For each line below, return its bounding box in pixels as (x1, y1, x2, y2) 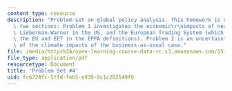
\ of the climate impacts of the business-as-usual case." (13, 42, 187, 49)
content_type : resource (7, 10, 76, 17)
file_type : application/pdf (7, 55, 88, 62)
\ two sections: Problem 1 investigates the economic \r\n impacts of (13, 23, 215, 29)
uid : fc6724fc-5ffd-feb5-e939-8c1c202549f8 (7, 73, 135, 81)
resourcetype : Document (7, 61, 76, 68)
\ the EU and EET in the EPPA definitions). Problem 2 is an (13, 36, 193, 42)
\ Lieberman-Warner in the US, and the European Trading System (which (13, 29, 224, 36)
